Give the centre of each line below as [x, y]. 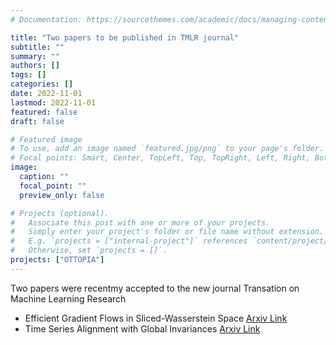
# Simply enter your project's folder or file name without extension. [167, 232]
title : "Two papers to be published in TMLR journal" [125, 37]
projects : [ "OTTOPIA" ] [57, 260]
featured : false [44, 112]
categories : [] [42, 84]
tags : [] [28, 75]
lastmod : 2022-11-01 [53, 102]
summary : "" [35, 56]
